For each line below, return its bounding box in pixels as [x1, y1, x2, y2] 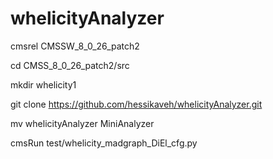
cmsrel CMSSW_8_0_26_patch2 [10, 40, 140, 52]
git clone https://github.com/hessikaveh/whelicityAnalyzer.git [10, 98, 263, 110]
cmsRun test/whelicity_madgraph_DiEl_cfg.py [10, 137, 198, 149]
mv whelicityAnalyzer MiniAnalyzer [10, 117, 155, 129]
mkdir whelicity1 [10, 78, 77, 91]
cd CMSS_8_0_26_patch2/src [10, 59, 130, 71]
